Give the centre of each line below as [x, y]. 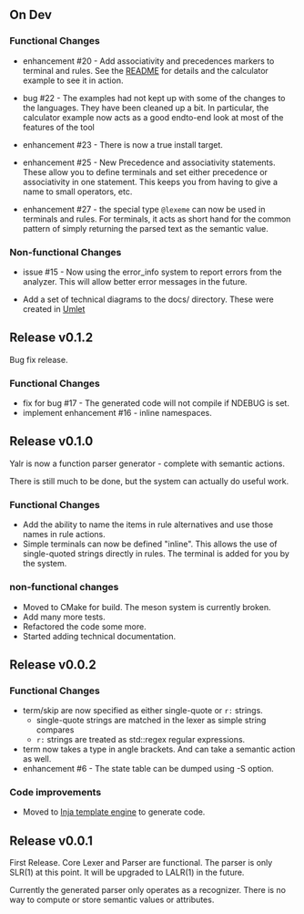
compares [55, 730]
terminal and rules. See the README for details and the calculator [145, 70]
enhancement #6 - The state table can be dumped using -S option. [148, 769]
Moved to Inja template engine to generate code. [114, 812]
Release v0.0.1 [51, 841]
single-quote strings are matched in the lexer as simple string [151, 721]
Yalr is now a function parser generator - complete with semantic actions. [147, 463]
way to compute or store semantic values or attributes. [112, 900]
